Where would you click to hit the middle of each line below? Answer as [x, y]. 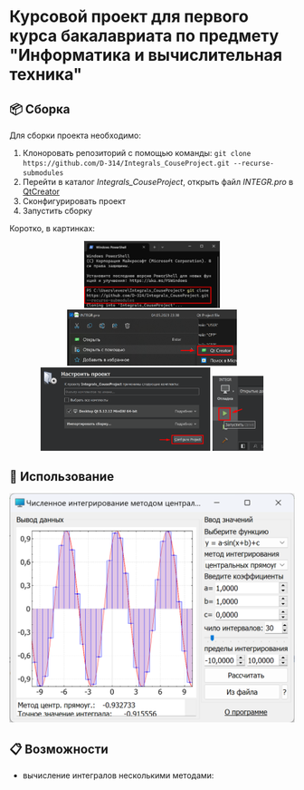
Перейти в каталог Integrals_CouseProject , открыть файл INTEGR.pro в [158, 182]
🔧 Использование [62, 477]
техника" [46, 75]
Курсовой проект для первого [129, 17]
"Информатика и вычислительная [146, 55]
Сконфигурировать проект [74, 201]
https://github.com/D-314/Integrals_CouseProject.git [126, 163]
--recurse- [254, 163]
